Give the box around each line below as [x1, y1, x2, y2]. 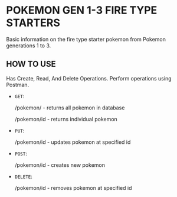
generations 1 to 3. [6, 42, 51, 49]
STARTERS [6, 16, 61, 30]
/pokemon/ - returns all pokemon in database [14, 104, 125, 111]
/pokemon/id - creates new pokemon [14, 161, 105, 169]
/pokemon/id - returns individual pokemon [14, 115, 118, 122]
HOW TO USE [6, 59, 56, 69]
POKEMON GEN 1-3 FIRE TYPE [6, 4, 158, 17]
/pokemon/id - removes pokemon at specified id [14, 184, 132, 191]
